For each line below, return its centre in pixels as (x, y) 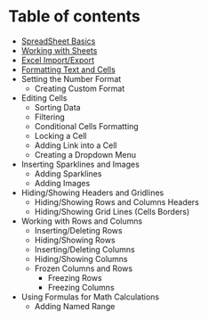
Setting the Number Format (71, 78)
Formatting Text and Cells (68, 70)
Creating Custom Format (80, 88)
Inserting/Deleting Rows (78, 230)
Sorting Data (57, 107)
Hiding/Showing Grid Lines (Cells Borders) (112, 211)
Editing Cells (44, 98)
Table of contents (75, 16)
